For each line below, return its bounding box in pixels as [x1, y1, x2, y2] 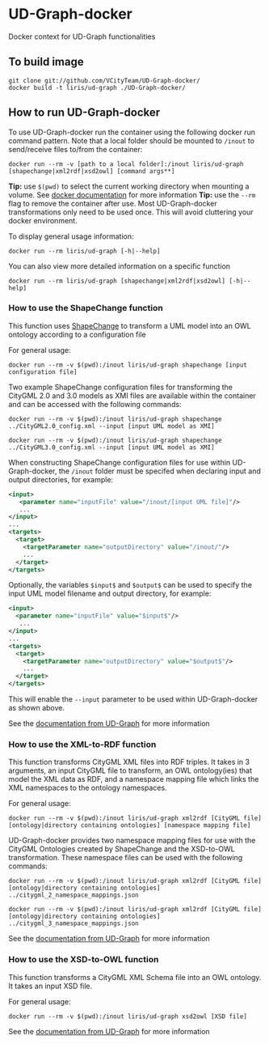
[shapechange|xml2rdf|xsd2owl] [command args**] [8, 167, 175, 175]
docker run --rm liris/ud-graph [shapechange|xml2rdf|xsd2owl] [8, 277, 226, 285]
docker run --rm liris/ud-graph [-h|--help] [8, 247, 161, 255]
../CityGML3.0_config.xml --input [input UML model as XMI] [8, 443, 216, 452]
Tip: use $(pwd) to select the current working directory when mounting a [8, 181, 250, 191]
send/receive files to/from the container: [8, 144, 143, 154]
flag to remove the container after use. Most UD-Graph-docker [8, 198, 217, 208]
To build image [8, 55, 84, 69]
